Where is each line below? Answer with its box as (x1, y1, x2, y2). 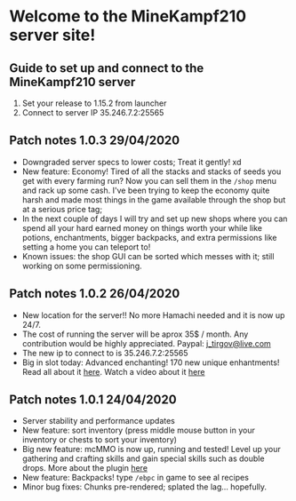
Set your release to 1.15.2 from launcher (21, 98, 167, 108)
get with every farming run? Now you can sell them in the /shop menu (21, 175, 277, 186)
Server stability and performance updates (21, 416, 175, 426)
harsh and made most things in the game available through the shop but (21, 194, 286, 205)
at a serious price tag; (21, 203, 103, 214)
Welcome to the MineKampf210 (9, 6, 247, 27)
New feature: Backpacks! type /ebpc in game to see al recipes (21, 473, 249, 483)
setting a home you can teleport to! (21, 242, 151, 252)
